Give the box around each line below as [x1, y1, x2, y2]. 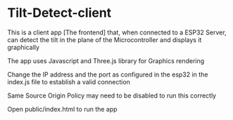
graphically [7, 43, 40, 51]
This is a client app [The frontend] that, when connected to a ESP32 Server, [7, 28, 227, 36]
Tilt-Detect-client [7, 5, 112, 21]
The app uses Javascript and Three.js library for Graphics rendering [7, 56, 205, 65]
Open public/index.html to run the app [7, 105, 118, 113]
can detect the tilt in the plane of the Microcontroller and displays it [7, 35, 202, 44]
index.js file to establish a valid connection [7, 77, 130, 86]
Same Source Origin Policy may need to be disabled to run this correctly [7, 91, 217, 100]
